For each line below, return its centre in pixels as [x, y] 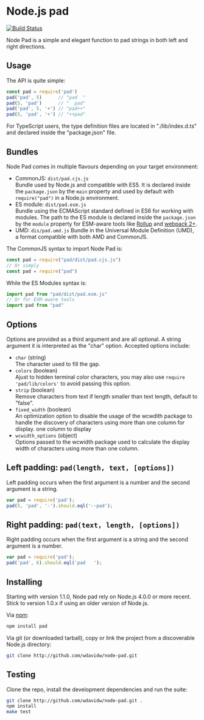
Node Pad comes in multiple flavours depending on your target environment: [102, 166]
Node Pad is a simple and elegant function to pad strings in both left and [97, 40]
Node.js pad [37, 11]
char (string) [31, 358]
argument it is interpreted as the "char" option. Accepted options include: [98, 346]
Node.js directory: [29, 644]
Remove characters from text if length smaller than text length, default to [106, 396]
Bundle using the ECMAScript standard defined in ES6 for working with [104, 211]
